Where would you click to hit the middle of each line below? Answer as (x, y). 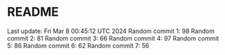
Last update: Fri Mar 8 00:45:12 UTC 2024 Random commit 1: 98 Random (111, 31)
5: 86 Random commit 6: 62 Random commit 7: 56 (78, 45)
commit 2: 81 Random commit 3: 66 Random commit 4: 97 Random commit (113, 38)
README (33, 12)
